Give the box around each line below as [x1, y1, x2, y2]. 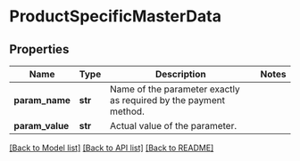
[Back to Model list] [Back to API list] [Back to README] [9, 142, 214, 153]
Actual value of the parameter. [110, 120, 237, 132]
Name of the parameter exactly [110, 83, 241, 95]
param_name [13, 94, 71, 106]
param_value [13, 120, 70, 132]
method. [110, 105, 145, 117]
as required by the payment [110, 94, 226, 106]
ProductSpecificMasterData [9, 6, 221, 27]
